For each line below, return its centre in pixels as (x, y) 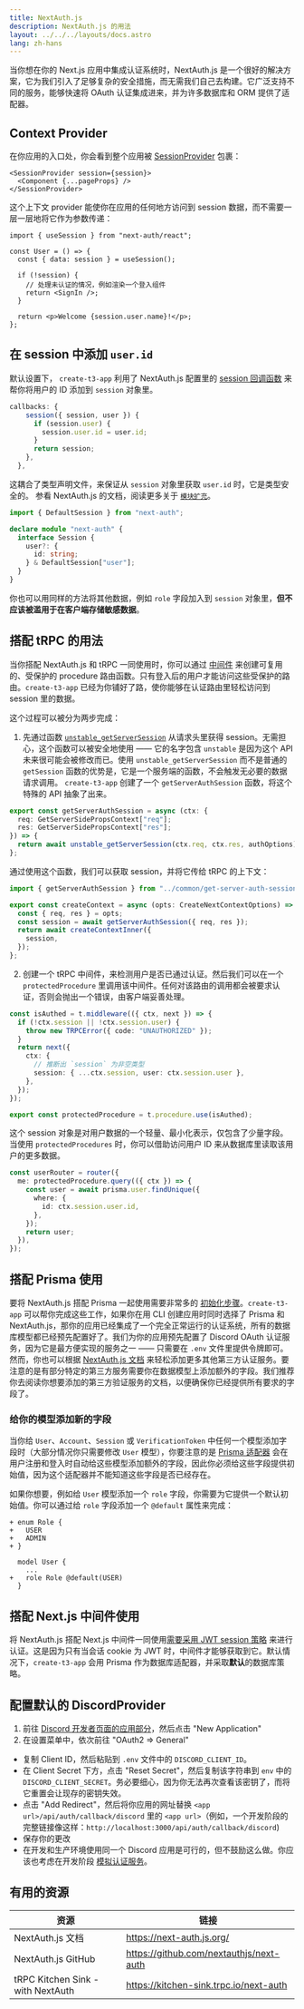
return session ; (64, 449)
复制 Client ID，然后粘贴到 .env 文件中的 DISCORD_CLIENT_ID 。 (137, 1759)
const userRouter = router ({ (64, 1173)
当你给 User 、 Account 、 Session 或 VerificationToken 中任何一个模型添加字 (148, 1441)
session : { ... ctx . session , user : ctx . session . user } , (139, 1073)
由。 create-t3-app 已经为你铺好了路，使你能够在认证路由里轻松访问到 (140, 687)
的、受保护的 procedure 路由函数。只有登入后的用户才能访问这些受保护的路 (150, 676)
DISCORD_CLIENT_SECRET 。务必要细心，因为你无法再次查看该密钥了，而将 (157, 1781)
